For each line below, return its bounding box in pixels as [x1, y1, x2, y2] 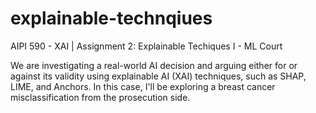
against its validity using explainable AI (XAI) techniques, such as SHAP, [10, 70, 307, 82]
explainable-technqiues [10, 7, 213, 30]
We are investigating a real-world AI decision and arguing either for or [10, 59, 298, 71]
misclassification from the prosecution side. [10, 91, 191, 103]
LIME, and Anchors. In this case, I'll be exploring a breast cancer [10, 80, 276, 92]
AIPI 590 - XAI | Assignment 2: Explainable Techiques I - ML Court [10, 40, 283, 52]
